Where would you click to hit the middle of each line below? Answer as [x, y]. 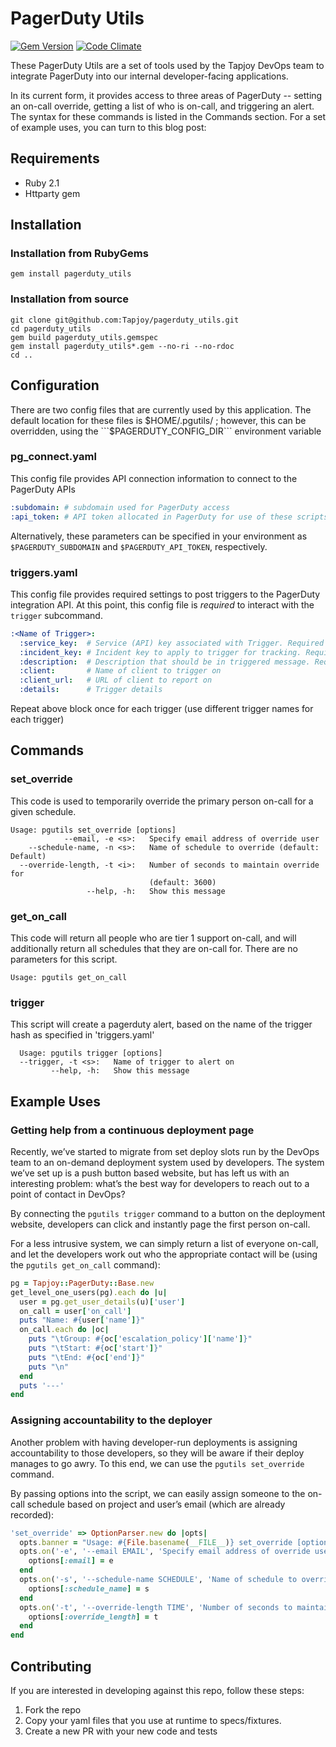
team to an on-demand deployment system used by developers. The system [167, 1162]
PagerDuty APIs [43, 489]
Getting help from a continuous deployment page [132, 1130]
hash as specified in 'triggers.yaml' [82, 1035]
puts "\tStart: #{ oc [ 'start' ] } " [95, 1348]
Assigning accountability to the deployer [111, 1420]
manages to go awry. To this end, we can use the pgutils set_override [157, 1463]
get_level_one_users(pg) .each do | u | [89, 1292]
